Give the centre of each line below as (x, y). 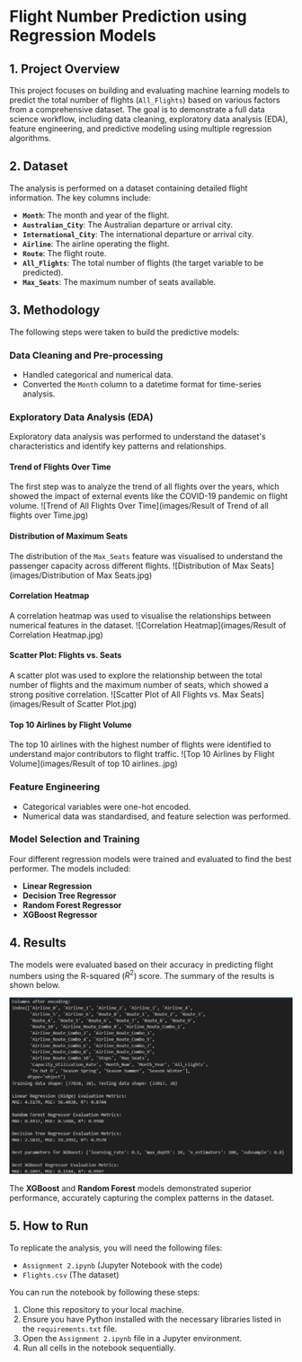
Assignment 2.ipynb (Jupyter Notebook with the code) (122, 1265)
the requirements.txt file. (70, 1329)
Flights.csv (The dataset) (71, 1275)
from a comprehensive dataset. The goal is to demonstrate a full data (137, 109)
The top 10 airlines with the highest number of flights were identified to (140, 744)
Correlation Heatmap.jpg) (56, 635)
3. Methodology (55, 311)
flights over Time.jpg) (49, 515)
